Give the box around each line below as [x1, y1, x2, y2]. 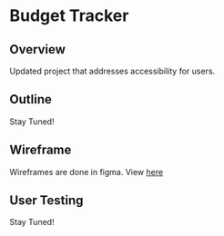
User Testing [9, 192, 84, 209]
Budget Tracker [9, 5, 129, 26]
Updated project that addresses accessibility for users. [9, 65, 216, 76]
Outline [9, 92, 52, 107]
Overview [9, 42, 66, 57]
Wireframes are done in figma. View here [9, 166, 164, 177]
